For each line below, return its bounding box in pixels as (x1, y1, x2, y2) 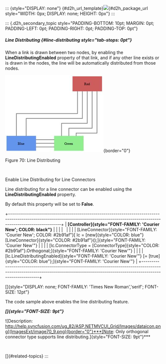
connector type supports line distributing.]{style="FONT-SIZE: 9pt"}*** (5, 334, 151, 340)
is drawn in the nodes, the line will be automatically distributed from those (5, 60, 156, 66)
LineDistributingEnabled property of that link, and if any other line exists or (5, 55, 160, 61)
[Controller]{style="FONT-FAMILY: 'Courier (67, 221, 160, 227)
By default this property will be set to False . (5, 201, 94, 207)
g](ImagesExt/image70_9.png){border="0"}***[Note (5, 328, 113, 334)
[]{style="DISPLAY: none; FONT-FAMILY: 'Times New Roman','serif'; (5, 283, 144, 289)
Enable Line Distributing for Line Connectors (5, 177, 96, 182)
